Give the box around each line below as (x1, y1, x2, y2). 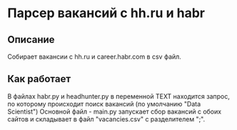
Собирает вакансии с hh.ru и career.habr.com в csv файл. (7, 52, 182, 61)
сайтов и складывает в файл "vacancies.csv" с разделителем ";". (7, 114, 206, 123)
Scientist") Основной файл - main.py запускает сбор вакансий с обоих (7, 107, 222, 116)
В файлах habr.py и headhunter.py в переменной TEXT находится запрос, (7, 91, 231, 101)
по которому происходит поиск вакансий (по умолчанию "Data (7, 99, 201, 108)
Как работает (7, 73, 71, 85)
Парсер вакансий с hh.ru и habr (7, 5, 206, 21)
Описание (7, 34, 55, 46)
